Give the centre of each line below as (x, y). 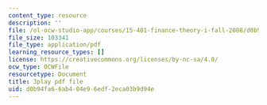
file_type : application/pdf (55, 45)
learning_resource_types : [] (56, 52)
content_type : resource (48, 15)
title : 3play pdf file (46, 81)
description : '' (35, 23)
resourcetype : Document (48, 74)
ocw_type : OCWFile (39, 67)
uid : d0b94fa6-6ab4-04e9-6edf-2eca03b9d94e (81, 89)
